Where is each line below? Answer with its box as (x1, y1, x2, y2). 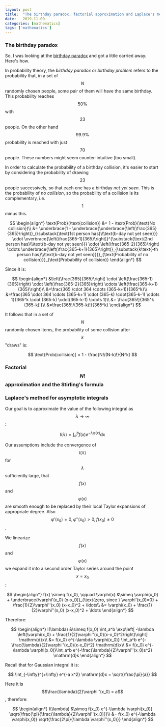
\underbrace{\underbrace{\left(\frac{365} (72, 226, 157, 232)
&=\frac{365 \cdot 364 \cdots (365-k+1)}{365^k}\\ (46, 286, 147, 292)
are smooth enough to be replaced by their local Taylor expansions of (5, 503, 146, 509)
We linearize (5, 534, 30, 541)
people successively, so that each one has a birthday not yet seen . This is (5, 185, 155, 191)
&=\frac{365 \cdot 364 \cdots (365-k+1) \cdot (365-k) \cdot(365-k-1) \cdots (5, 291, 160, 297)
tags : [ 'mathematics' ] (5, 26, 52, 30)
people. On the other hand (5, 124, 58, 130)
